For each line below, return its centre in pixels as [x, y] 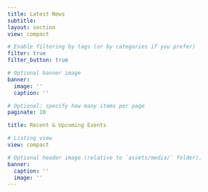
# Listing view [30, 138]
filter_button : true [38, 60]
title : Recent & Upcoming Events [57, 126]
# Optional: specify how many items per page [76, 106]
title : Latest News [36, 14]
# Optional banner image [44, 73]
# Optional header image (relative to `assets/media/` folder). [105, 158]
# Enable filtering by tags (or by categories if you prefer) [102, 47]
